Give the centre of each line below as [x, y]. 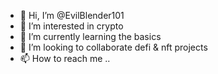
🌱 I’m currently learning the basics [90, 36]
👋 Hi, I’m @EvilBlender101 [72, 15]
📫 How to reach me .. [65, 58]
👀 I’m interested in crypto [71, 26]
